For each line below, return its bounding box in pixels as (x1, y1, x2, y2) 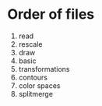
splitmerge (18, 89, 54, 98)
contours (18, 72, 48, 82)
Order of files (7, 5, 95, 23)
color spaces (18, 80, 61, 90)
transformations (18, 64, 70, 73)
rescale (18, 39, 43, 48)
